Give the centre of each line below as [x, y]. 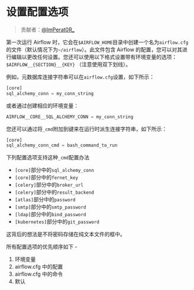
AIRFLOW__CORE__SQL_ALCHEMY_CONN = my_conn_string [70, 117]
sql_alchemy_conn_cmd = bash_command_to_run [62, 145]
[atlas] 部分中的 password [45, 200]
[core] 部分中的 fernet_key [46, 177]
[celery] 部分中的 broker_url [49, 185]
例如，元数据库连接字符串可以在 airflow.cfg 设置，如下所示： [80, 77]
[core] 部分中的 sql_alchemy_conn [54, 170]
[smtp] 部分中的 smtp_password [50, 207]
